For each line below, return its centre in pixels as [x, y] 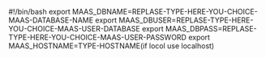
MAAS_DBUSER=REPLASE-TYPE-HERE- [186, 20]
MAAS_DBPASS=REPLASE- [211, 29]
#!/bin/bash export [39, 12]
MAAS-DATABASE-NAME [51, 20]
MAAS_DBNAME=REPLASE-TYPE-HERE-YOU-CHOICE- [165, 12]
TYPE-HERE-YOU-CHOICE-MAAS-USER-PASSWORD [97, 37]
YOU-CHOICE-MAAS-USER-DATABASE [74, 29]
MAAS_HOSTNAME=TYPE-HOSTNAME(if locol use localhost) [112, 46]
